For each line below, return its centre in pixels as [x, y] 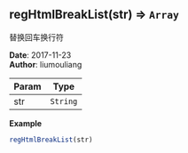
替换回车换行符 [36, 37]
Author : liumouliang [46, 64]
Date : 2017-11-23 [40, 55]
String [64, 101]
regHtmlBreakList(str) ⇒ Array [94, 15]
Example [26, 123]
